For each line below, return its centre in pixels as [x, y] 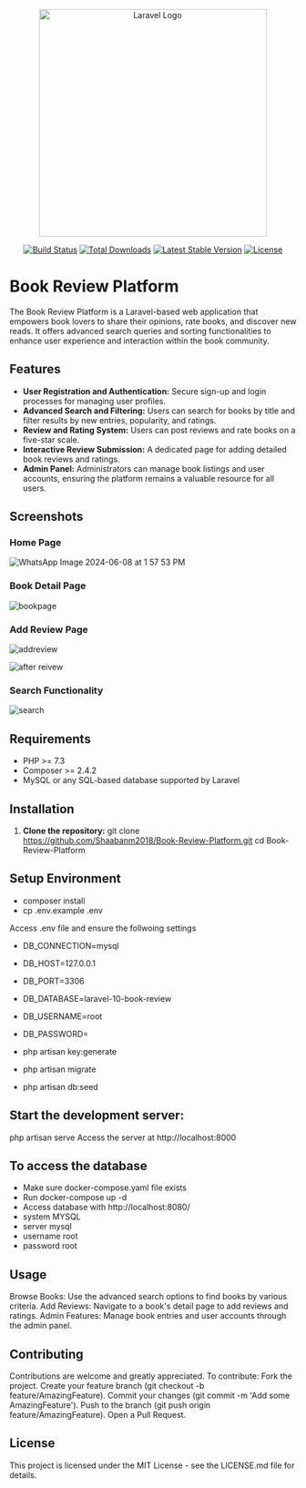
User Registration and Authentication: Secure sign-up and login [144, 391]
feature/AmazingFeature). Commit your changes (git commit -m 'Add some [150, 1396]
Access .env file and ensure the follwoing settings [103, 928]
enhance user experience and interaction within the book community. [140, 341]
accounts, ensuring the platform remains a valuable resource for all [148, 478]
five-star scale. [51, 439]
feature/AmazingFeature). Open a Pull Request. [98, 1415]
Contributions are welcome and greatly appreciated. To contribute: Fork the [151, 1376]
